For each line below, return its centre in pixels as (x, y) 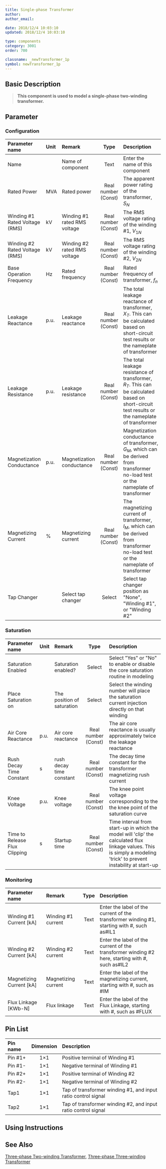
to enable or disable (132, 664)
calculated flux (126, 840)
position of (67, 700)
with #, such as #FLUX (126, 1012)
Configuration (22, 131)
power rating (138, 185)
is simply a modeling (133, 852)
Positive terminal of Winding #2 (98, 1074)
